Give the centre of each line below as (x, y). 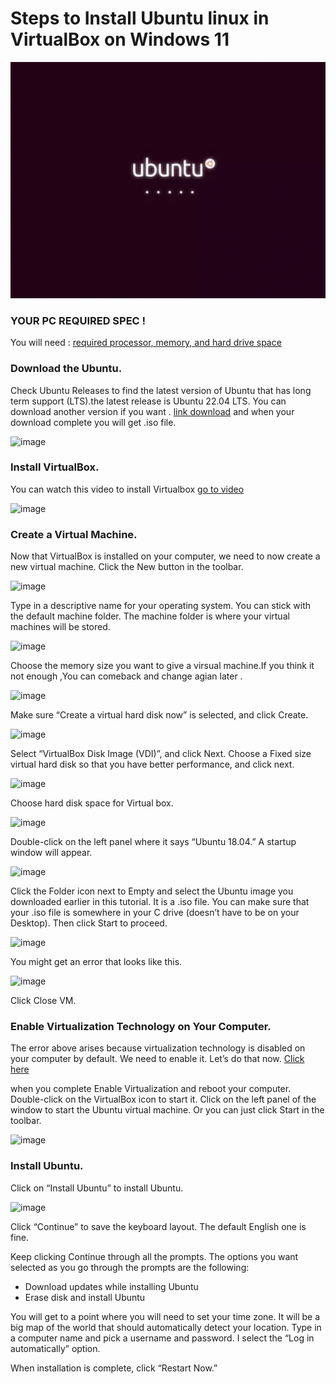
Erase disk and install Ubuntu (85, 1297)
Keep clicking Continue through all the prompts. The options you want (154, 1256)
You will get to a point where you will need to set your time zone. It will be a (165, 1316)
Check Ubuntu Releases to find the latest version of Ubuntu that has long (161, 390)
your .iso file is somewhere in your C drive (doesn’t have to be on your (155, 913)
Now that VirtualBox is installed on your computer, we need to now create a (165, 556)
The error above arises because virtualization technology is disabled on (158, 1048)
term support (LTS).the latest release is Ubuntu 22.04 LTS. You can (148, 401)
